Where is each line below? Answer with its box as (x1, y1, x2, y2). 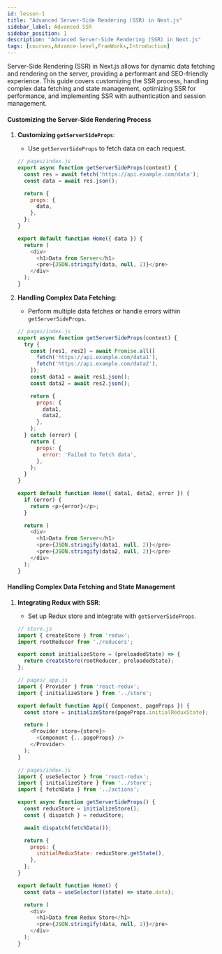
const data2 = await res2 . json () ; (30, 379, 131, 387)
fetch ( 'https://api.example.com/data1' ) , (36, 354, 158, 361)
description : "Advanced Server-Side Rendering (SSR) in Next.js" (7, 36, 201, 43)
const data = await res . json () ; (24, 177, 118, 184)
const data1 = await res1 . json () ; (30, 374, 131, 381)
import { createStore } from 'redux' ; (17, 631, 131, 639)
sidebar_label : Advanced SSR (7, 23, 92, 30)
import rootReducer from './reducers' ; (17, 638, 134, 645)
